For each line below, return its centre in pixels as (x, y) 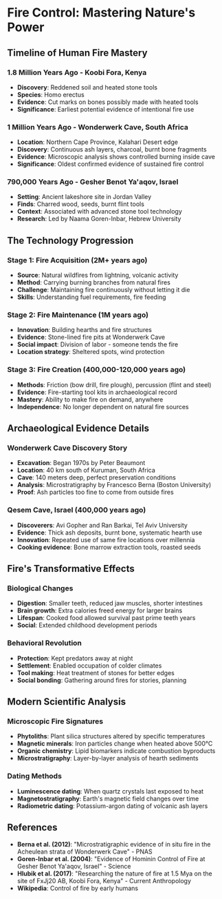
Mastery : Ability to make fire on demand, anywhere (90, 399)
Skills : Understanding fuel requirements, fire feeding (91, 297)
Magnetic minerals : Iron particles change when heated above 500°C (115, 744)
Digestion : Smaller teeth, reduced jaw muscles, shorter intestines (110, 603)
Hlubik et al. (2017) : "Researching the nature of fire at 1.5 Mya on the (114, 874)
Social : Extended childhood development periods (87, 626)
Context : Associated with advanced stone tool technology (99, 211)
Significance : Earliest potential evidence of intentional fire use (106, 109)
